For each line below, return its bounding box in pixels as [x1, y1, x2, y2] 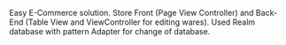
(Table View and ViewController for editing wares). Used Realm [25, 17, 256, 27]
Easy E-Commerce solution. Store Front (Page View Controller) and [9, 8, 254, 18]
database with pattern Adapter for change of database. [9, 26, 211, 36]
